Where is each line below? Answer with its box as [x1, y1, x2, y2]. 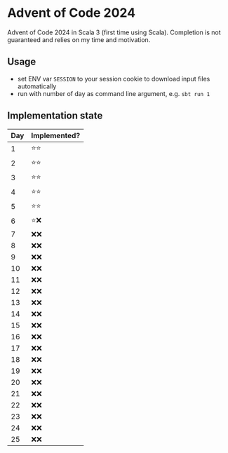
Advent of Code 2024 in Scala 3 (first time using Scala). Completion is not [7, 28, 221, 36]
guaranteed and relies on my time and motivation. [7, 35, 151, 43]
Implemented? [31, 130, 81, 140]
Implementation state [7, 110, 103, 122]
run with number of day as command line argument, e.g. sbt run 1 [17, 89, 210, 97]
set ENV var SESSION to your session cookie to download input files [17, 74, 210, 83]
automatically [17, 82, 57, 90]
